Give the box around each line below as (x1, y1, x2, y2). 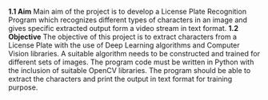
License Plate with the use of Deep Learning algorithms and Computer (8, 40, 240, 50)
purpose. (8, 83, 38, 92)
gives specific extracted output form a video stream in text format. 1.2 (8, 24, 238, 33)
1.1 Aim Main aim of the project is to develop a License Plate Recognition (8, 7, 246, 16)
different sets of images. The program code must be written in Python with (8, 57, 254, 67)
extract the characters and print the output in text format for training (8, 75, 233, 83)
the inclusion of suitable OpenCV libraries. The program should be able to (8, 66, 251, 75)
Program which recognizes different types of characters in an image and (8, 15, 248, 25)
